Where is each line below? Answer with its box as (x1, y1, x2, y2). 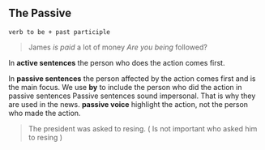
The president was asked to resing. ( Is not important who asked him (28, 123, 258, 133)
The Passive (8, 6, 72, 20)
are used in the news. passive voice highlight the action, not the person (8, 99, 249, 109)
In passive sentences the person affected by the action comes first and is (8, 73, 256, 84)
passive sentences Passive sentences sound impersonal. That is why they (8, 91, 256, 101)
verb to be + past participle (8, 28, 111, 36)
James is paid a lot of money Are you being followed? (28, 42, 208, 52)
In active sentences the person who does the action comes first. (8, 58, 225, 67)
